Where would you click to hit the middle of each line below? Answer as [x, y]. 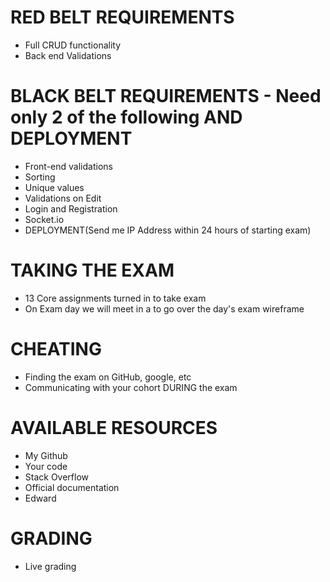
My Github [46, 455]
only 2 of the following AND [126, 117]
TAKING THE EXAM [92, 270]
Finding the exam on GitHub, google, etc [108, 377]
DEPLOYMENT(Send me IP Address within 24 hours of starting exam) [168, 230]
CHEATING [56, 349]
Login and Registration [71, 208]
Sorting [40, 177]
